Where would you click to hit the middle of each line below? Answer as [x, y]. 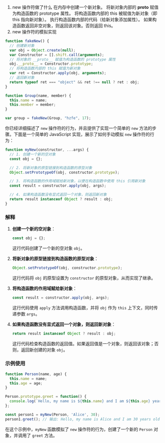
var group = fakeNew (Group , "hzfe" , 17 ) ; [48, 118]
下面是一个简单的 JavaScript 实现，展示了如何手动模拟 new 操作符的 [82, 134]
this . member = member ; [33, 105]
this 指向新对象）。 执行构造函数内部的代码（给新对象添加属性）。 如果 [82, 19]
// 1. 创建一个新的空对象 [33, 154]
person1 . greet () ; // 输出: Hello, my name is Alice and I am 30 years [78, 419]
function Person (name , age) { [36, 374]
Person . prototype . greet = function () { [46, 397]
